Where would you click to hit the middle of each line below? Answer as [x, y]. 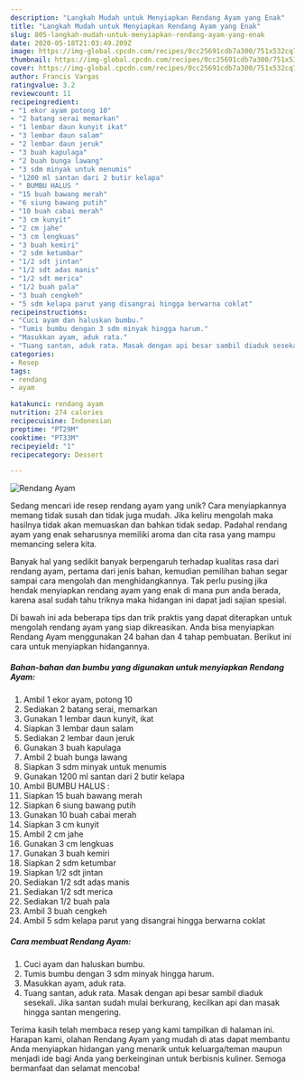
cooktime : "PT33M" [45, 438]
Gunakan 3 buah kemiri [66, 853]
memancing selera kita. [54, 545]
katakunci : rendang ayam [57, 404]
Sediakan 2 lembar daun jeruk [79, 738]
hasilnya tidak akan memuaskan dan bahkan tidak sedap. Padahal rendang [149, 525]
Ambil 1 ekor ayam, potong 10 [78, 700]
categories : [32, 354]
